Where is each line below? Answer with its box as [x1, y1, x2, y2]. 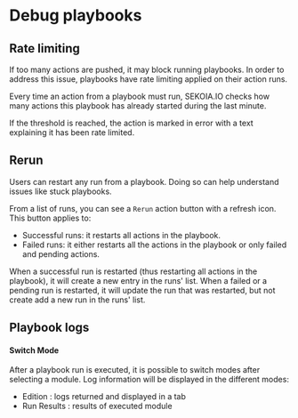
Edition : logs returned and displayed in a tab [21, 391, 187, 402]
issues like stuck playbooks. [9, 186, 113, 197]
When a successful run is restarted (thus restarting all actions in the [9, 266, 258, 277]
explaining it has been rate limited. [9, 127, 135, 138]
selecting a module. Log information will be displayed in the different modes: [9, 374, 289, 385]
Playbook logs [9, 320, 90, 335]
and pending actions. [21, 248, 101, 259]
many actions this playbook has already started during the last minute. [9, 100, 267, 111]
